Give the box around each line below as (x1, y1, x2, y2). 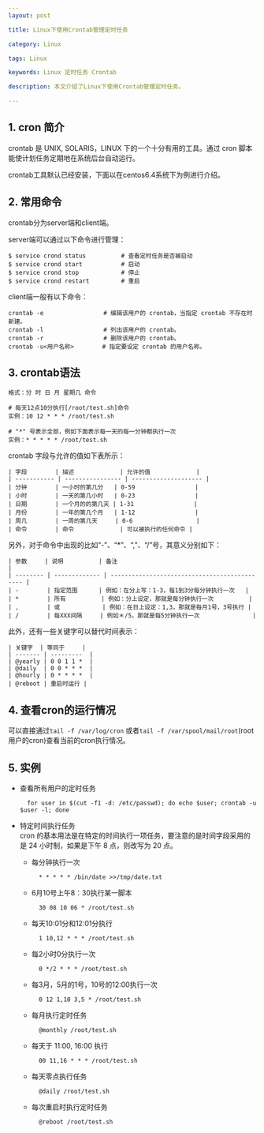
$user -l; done (19, 806, 70, 814)
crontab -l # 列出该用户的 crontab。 (8, 325, 180, 334)
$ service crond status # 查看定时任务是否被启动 (8, 252, 193, 260)
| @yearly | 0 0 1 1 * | (8, 658, 93, 666)
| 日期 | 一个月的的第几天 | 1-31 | (8, 501, 198, 508)
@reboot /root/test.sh (38, 1118, 113, 1126)
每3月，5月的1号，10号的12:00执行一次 (31, 980, 158, 989)
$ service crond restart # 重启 (8, 277, 140, 285)
